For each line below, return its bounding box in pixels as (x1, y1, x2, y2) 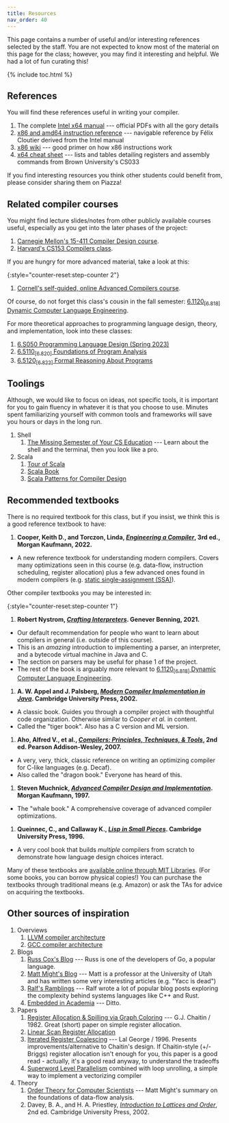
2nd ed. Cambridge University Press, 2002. (27, 1107, 150, 1116)
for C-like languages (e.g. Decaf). (16, 763, 111, 771)
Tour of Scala (27, 460, 66, 468)
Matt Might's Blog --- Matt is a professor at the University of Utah (27, 970, 212, 978)
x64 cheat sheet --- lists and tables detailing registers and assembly (16, 151, 210, 159)
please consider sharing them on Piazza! (7, 179, 122, 187)
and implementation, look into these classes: (7, 327, 133, 335)
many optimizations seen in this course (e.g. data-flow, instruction (16, 561, 204, 569)
